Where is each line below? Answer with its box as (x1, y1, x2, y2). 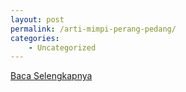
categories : (10, 33, 60, 43)
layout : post (10, 14, 65, 25)
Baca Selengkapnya (10, 70, 93, 82)
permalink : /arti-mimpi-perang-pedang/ (10, 24, 177, 34)
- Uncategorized (28, 42, 97, 53)
